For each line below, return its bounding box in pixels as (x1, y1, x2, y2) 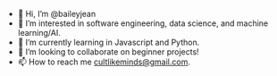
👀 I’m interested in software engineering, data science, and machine (17, 18, 269, 29)
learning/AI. (17, 28, 61, 38)
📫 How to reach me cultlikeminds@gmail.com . (17, 56, 190, 67)
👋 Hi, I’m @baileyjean (17, 9, 97, 19)
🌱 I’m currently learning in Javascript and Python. (17, 37, 200, 47)
